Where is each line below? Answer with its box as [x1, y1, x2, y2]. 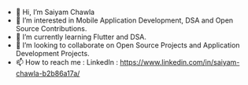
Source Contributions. [15, 24, 87, 33]
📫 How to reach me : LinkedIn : [15, 58, 118, 66]
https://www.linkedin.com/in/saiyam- [119, 58, 240, 66]
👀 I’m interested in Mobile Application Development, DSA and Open [15, 16, 234, 25]
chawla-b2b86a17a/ [15, 69, 80, 78]
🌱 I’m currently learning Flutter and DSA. [15, 32, 147, 41]
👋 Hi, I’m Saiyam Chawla [15, 8, 95, 16]
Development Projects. [15, 49, 90, 58]
